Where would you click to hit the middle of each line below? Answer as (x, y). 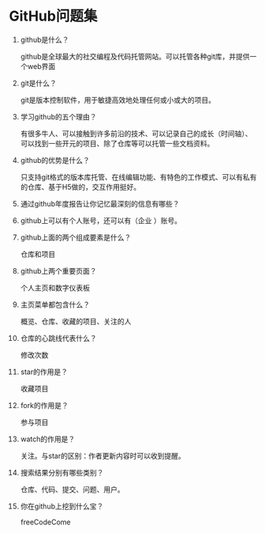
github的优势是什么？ (55, 160)
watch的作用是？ (48, 439)
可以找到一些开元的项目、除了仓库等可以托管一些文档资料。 (117, 143)
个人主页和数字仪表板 (55, 287)
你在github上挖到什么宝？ (62, 506)
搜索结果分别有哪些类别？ (62, 472)
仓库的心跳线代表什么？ (58, 338)
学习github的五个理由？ (58, 116)
